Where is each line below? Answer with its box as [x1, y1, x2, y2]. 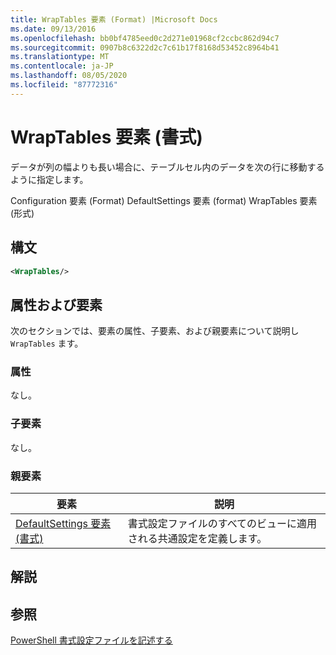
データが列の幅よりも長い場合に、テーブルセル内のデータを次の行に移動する [10, 161, 325, 173]
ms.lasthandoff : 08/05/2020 [10, 71, 128, 81]
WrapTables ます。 [10, 337, 84, 350]
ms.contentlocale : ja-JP [10, 61, 114, 71]
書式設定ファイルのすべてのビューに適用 [127, 517, 318, 531]
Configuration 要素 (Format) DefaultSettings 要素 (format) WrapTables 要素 [10, 194, 318, 206]
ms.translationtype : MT [10, 52, 110, 62]
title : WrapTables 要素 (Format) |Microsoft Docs [10, 14, 218, 25]
